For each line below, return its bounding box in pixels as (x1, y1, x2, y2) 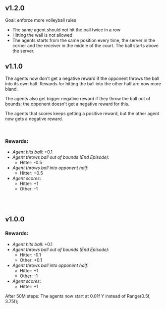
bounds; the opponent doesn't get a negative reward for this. (5, 101, 130, 107)
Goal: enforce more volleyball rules (5, 17, 77, 23)
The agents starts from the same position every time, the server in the (12, 37, 155, 43)
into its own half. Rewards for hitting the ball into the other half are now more (5, 80, 162, 86)
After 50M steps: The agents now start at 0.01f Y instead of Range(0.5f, (5, 293, 151, 299)
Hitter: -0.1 (19, 251, 41, 257)
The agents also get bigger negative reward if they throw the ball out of (5, 95, 151, 101)
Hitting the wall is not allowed (12, 32, 73, 38)
